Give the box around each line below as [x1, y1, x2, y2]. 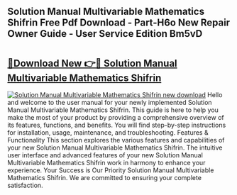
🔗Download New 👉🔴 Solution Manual [7, 57, 177, 69]
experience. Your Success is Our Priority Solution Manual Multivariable [7, 166, 214, 174]
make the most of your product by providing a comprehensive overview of [7, 113, 225, 121]
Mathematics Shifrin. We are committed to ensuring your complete [7, 174, 202, 182]
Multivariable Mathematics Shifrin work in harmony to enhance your [7, 159, 206, 167]
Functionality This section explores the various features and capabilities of [7, 136, 225, 144]
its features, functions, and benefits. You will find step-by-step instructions [7, 121, 226, 129]
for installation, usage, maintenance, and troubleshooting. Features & [7, 128, 209, 137]
